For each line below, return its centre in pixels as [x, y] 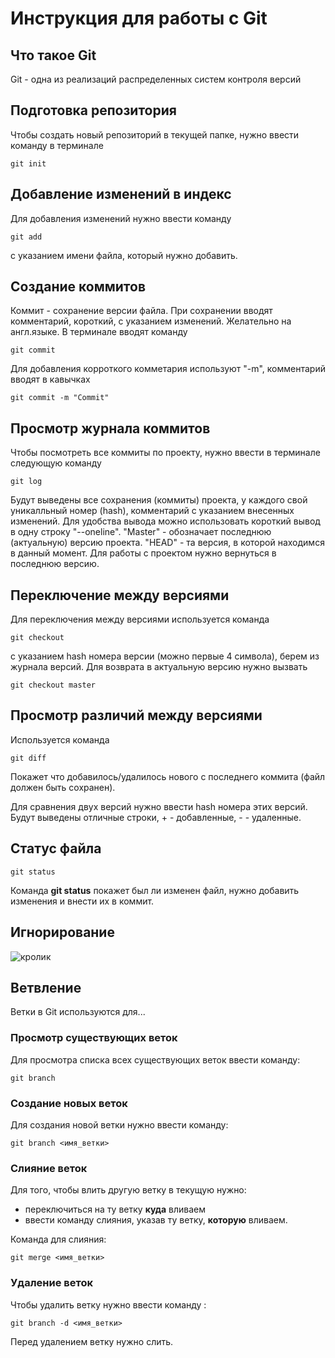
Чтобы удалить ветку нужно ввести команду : [108, 1304]
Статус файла [56, 848]
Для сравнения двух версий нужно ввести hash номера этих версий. [159, 806]
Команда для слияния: [58, 1239]
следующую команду [56, 463]
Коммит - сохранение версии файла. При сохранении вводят [141, 311]
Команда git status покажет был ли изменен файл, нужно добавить [155, 890]
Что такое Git [53, 55]
